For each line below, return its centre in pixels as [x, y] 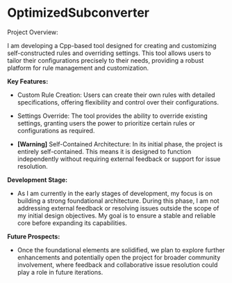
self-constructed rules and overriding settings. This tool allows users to [109, 53]
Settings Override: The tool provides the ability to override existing [113, 116]
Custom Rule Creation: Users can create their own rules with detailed [116, 95]
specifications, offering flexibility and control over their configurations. [118, 102]
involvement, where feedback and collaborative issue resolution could [117, 265]
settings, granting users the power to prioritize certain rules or [106, 123]
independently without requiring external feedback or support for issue [119, 159]
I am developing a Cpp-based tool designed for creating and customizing [112, 45]
